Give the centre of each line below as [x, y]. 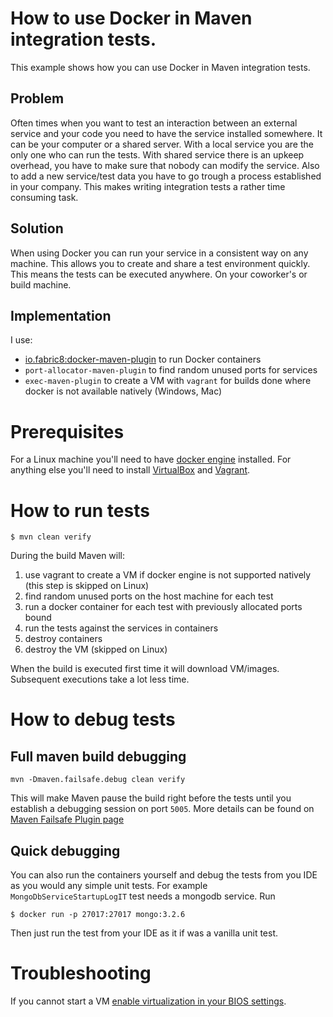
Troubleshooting [81, 973]
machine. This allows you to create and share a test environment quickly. [160, 263]
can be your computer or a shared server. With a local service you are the [162, 144]
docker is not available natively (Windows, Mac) [123, 391]
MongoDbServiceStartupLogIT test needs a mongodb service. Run [143, 896]
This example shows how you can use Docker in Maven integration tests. [160, 67]
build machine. [41, 284]
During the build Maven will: [68, 556]
